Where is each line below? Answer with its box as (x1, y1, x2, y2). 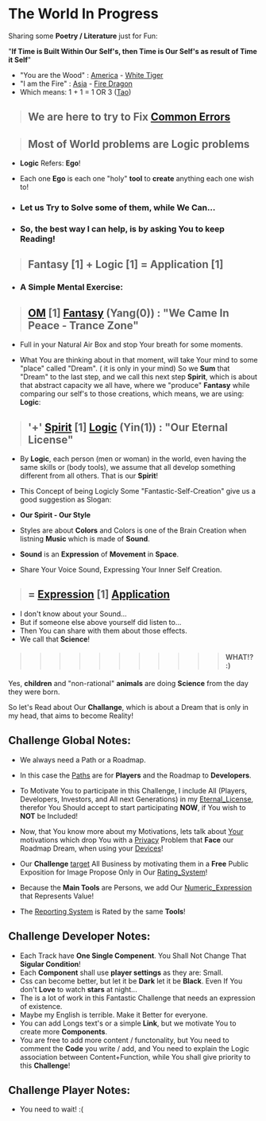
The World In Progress (8, 5, 159, 23)
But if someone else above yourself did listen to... (19, 617, 182, 626)
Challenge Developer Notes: (8, 929, 151, 943)
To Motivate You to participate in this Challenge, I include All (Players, (19, 785, 248, 795)
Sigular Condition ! (19, 959, 81, 968)
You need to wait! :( (19, 1104, 84, 1114)
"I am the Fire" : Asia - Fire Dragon (19, 79, 133, 88)
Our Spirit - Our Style (19, 510, 91, 519)
